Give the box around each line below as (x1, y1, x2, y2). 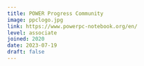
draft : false (7, 49, 45, 56)
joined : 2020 (7, 36, 45, 43)
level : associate (7, 29, 57, 36)
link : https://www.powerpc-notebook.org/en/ (7, 23, 138, 30)
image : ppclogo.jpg (7, 16, 64, 23)
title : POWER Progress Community (7, 10, 104, 17)
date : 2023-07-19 (7, 42, 57, 49)
